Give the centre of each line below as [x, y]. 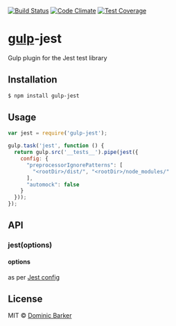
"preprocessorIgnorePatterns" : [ [74, 165]
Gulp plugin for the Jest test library [58, 58]
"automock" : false [53, 185]
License [25, 299]
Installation [33, 80]
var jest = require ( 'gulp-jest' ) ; [58, 133]
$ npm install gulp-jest [44, 96]
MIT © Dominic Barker [40, 316]
